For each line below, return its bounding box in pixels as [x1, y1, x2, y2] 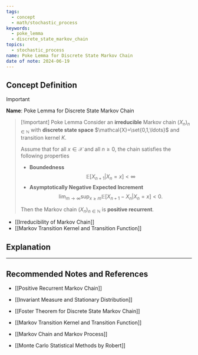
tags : [6, 8, 19, 15]
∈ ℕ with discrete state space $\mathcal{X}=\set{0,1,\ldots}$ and [20, 127, 180, 135]
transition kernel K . [20, 134, 67, 141]
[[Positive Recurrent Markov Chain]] [14, 285, 102, 292]
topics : [6, 42, 25, 48]
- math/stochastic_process [11, 20, 78, 25]
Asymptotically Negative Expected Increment [29, 183, 143, 191]
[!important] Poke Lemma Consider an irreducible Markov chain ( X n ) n [20, 119, 190, 127]
